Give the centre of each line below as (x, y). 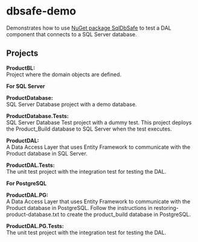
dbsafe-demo (41, 11)
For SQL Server (26, 86)
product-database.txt (33, 214)
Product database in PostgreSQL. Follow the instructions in (79, 208)
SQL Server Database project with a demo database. (72, 104)
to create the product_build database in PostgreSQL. (126, 214)
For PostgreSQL (27, 183)
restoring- (166, 208)
